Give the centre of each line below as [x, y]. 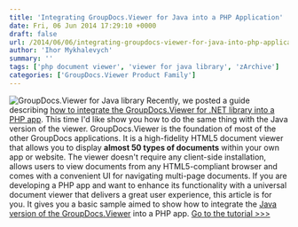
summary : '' [31, 59]
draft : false [33, 34]
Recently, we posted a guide [198, 100]
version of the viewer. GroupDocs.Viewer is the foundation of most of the [143, 129]
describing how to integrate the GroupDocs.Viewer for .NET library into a [142, 110]
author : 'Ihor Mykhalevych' [61, 51]
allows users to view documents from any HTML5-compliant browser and [143, 166]
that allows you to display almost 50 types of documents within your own [144, 147]
